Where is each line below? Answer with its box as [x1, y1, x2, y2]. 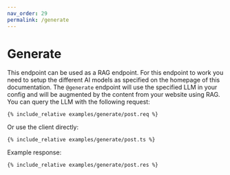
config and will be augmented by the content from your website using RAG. [7, 91, 220, 99]
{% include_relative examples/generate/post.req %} [7, 111, 158, 118]
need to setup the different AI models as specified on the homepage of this [7, 76, 220, 84]
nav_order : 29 [7, 10, 48, 17]
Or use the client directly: [7, 123, 79, 131]
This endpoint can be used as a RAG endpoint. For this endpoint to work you [7, 69, 224, 77]
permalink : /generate [7, 16, 70, 23]
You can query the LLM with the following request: [7, 97, 150, 106]
